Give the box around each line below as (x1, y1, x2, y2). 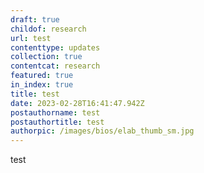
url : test (10, 33, 52, 43)
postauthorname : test (10, 107, 101, 118)
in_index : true (10, 80, 74, 90)
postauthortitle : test (10, 117, 105, 127)
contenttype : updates (10, 42, 101, 53)
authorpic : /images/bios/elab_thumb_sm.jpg (10, 126, 195, 136)
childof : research (10, 24, 87, 34)
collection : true (10, 52, 83, 62)
